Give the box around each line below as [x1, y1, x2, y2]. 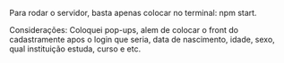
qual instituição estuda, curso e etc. [9, 43, 142, 54]
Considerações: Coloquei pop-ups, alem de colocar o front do [9, 25, 239, 35]
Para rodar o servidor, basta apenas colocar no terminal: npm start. [9, 8, 257, 18]
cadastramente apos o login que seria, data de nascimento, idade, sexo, [9, 35, 275, 44]
